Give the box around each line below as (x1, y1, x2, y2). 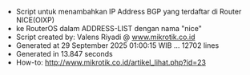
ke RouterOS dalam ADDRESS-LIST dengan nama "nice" (15, 24, 202, 33)
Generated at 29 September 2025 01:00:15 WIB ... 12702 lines (15, 41, 220, 50)
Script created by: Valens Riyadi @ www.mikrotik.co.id (15, 32, 196, 41)
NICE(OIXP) (15, 15, 54, 25)
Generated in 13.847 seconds (15, 49, 114, 58)
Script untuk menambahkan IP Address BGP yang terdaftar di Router (15, 7, 242, 16)
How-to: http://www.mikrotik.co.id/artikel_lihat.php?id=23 (15, 57, 207, 67)
